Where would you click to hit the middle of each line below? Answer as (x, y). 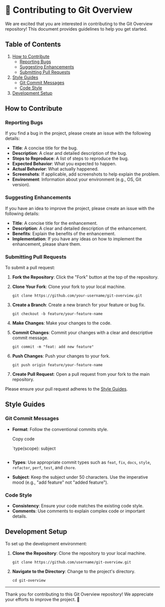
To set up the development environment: (46, 543)
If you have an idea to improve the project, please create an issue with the (80, 208)
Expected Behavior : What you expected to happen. (64, 164)
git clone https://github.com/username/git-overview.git (72, 562)
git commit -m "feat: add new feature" (53, 347)
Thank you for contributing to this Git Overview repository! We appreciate (79, 594)
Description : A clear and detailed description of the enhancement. (80, 228)
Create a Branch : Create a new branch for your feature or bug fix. (79, 305)
